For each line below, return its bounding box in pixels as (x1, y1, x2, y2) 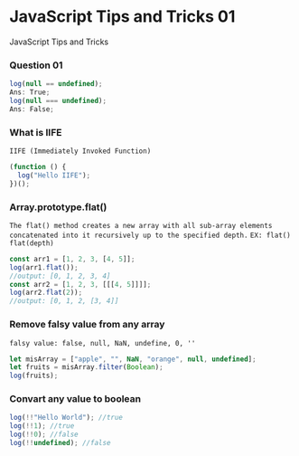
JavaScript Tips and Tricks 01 (9, 6, 236, 27)
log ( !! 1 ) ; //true (9, 422, 75, 431)
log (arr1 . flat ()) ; (9, 262, 79, 272)
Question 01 (9, 59, 63, 71)
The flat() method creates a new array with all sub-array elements (9, 221, 273, 230)
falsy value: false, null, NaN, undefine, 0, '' (9, 338, 196, 347)
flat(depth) (9, 238, 54, 248)
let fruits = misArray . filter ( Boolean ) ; (9, 363, 164, 372)
